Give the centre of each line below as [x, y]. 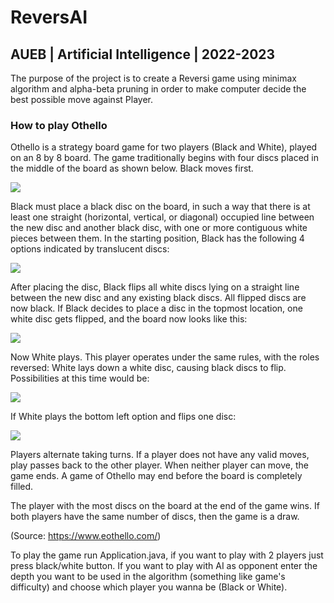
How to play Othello [59, 125]
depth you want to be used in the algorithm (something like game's [148, 577]
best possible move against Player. [81, 99]
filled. [22, 487]
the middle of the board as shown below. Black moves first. [132, 168]
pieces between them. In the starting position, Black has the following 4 [157, 238]
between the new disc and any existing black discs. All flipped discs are [158, 298]
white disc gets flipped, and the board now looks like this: [129, 319]
